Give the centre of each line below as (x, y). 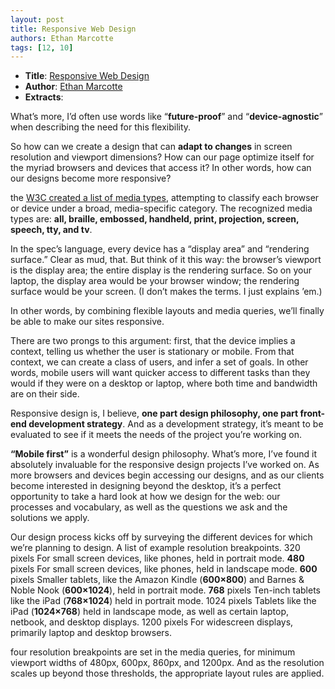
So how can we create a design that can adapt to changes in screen (151, 147)
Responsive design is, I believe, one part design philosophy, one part (154, 413)
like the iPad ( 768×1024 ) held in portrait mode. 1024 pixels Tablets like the (163, 601)
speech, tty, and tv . (51, 230)
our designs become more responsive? (91, 178)
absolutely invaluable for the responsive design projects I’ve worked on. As (165, 465)
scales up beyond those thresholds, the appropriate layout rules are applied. (167, 673)
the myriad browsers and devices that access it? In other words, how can (161, 168)
